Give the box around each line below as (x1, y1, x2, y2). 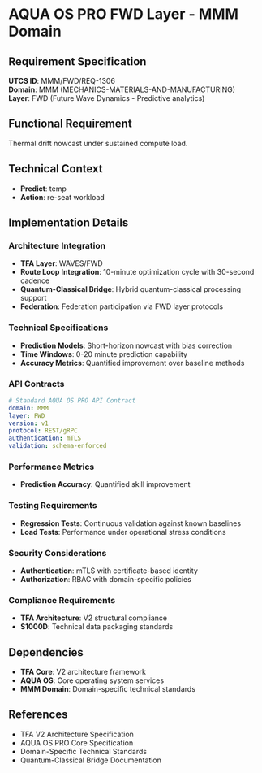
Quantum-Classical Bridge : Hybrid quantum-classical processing (19, 284, 242, 294)
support (19, 293, 47, 303)
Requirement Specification (8, 54, 147, 68)
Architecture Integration (8, 240, 106, 251)
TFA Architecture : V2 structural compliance (19, 613, 168, 623)
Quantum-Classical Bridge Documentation (19, 755, 162, 765)
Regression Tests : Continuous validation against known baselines (19, 518, 242, 528)
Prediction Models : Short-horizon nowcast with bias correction (19, 341, 233, 350)
